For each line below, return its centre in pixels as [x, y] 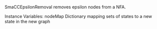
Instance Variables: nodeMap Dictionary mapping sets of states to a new [78, 16]
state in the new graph [27, 22]
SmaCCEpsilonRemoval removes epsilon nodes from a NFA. [65, 7]
